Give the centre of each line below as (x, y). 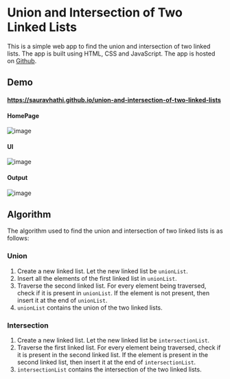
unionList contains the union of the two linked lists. (90, 308)
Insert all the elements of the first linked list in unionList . (97, 278)
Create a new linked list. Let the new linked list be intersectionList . (113, 340)
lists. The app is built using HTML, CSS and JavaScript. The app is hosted (111, 54)
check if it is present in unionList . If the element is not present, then (113, 292)
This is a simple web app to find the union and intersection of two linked (109, 46)
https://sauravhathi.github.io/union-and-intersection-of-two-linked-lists (114, 100)
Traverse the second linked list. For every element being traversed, (112, 286)
